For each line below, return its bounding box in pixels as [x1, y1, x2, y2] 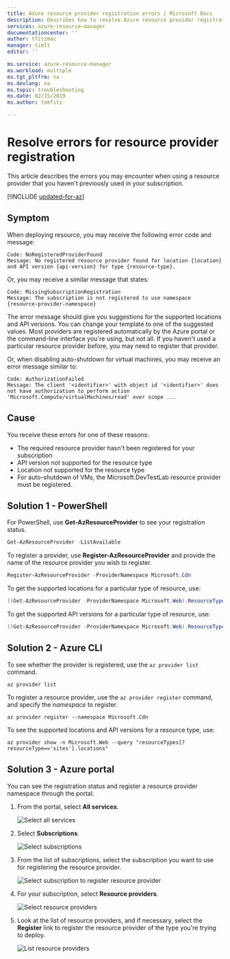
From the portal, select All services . [16, 802, 119, 811]
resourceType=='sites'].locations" [7, 745, 109, 752]
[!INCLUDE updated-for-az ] [7, 192, 85, 200]
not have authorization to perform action [7, 387, 130, 395]
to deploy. [16, 931, 46, 939]
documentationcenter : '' [7, 29, 78, 36]
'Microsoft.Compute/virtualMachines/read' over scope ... [7, 393, 176, 400]
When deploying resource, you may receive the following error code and [7, 231, 212, 239]
